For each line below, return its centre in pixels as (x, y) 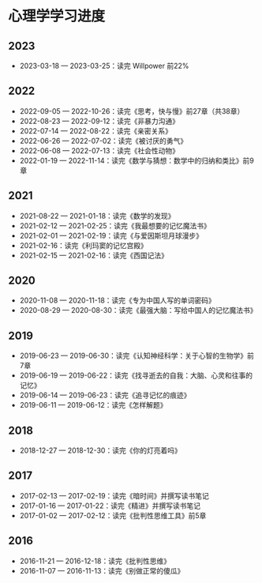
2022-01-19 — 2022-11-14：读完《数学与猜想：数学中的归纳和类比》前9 (137, 160)
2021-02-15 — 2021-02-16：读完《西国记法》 (94, 255)
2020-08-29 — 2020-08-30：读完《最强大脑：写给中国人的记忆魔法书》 (138, 310)
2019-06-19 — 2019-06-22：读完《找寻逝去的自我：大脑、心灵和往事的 (136, 375)
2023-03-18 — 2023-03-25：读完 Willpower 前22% (104, 66)
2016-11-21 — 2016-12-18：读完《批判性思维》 (95, 561)
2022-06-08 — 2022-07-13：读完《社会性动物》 (99, 150)
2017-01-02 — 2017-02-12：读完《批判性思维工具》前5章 (113, 515)
